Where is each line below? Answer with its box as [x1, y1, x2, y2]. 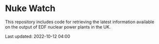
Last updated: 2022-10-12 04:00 [5, 33, 71, 39]
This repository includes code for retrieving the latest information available [5, 19, 155, 25]
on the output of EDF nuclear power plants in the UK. [5, 24, 111, 29]
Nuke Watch [5, 3, 56, 14]
